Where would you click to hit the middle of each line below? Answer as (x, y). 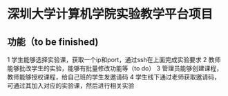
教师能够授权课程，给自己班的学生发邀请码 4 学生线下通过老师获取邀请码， (114, 77)
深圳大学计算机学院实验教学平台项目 (110, 14)
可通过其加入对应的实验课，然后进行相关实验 (71, 86)
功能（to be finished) (53, 42)
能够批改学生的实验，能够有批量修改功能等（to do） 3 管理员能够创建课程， (115, 68)
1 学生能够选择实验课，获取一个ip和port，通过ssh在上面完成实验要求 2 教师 (114, 60)
